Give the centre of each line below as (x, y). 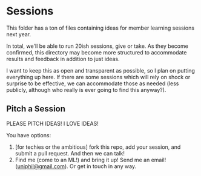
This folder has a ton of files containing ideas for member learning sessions (100, 28)
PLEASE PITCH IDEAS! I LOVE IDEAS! (52, 123)
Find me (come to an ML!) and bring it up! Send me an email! (91, 160)
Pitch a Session (36, 109)
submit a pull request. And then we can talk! (70, 153)
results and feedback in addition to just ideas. (63, 59)
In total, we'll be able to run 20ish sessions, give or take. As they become (97, 46)
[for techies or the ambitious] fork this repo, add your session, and (98, 147)
